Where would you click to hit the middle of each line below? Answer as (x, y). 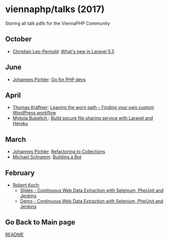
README (15, 234)
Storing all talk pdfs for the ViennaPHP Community (58, 23)
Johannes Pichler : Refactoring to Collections (59, 152)
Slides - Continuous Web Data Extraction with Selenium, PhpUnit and (92, 190)
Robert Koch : (26, 185)
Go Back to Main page (40, 223)
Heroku (20, 124)
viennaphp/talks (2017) (55, 9)
